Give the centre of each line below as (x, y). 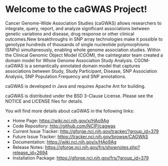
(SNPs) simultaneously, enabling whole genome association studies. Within (83, 50)
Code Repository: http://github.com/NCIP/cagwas (64, 126)
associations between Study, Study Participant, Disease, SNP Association (81, 71)
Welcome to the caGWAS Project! (76, 9)
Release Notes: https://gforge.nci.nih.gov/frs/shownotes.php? (76, 147)
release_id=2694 (30, 152)
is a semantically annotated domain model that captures (82, 66)
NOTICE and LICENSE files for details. (44, 101)
